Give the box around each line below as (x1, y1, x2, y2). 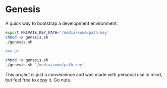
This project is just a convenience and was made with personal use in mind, (5, 72, 162, 78)
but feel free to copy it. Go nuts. (5, 77, 72, 83)
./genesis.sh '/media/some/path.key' (5, 62, 85, 68)
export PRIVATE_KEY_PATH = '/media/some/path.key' (5, 30, 109, 35)
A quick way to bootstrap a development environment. (5, 20, 118, 26)
